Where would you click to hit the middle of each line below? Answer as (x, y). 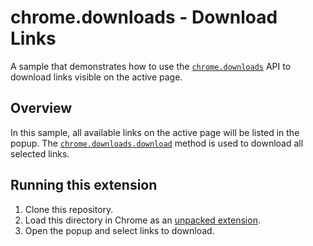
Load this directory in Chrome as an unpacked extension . (142, 220)
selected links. (40, 153)
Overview (41, 108)
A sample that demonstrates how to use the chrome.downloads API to (151, 66)
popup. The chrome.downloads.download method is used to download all (157, 143)
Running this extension (84, 185)
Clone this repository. (69, 209)
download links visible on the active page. (96, 77)
